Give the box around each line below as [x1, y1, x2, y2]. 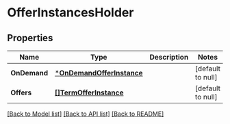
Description [149, 53, 189, 62]
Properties [7, 32, 53, 44]
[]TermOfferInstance [54, 88, 124, 97]
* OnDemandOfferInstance [54, 69, 143, 77]
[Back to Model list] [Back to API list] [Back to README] [7, 110, 164, 118]
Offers [10, 88, 32, 97]
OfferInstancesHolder [7, 5, 134, 21]
